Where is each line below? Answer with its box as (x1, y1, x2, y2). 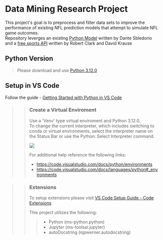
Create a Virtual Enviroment (29, 106, 97, 113)
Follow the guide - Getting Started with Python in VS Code (5, 94, 122, 100)
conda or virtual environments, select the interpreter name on (29, 128, 153, 134)
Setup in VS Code (5, 81, 60, 90)
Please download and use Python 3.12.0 (17, 67, 98, 73)
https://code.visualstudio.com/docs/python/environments (36, 161, 153, 167)
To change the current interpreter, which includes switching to (29, 123, 155, 129)
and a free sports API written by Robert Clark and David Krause (5, 40, 132, 46)
